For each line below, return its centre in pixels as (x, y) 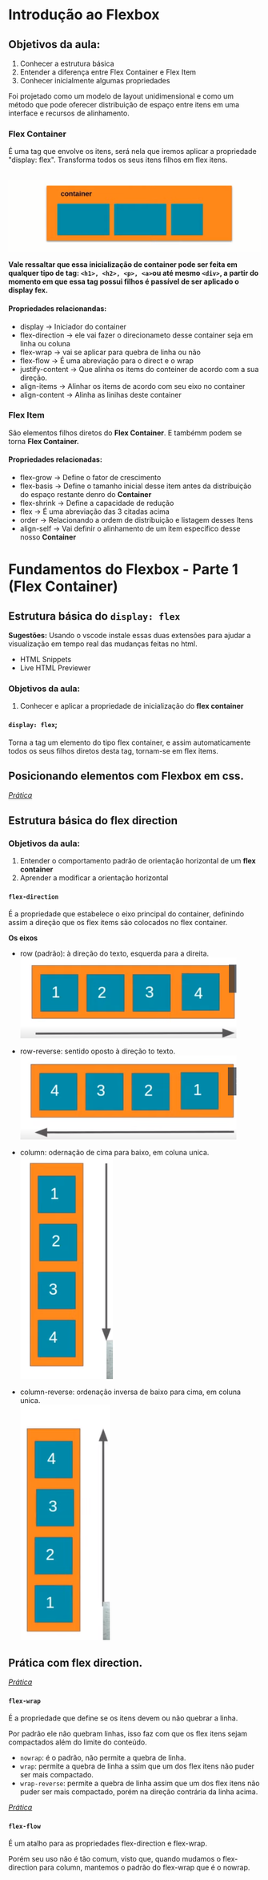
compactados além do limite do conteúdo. (78, 1742)
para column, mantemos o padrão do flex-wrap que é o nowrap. (144, 1868)
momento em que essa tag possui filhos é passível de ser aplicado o (124, 281)
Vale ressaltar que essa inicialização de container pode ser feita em (123, 265)
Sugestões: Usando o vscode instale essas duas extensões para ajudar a (130, 635)
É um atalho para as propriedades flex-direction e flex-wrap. (108, 1844)
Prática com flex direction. (76, 1662)
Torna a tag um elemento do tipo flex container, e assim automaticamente (130, 742)
